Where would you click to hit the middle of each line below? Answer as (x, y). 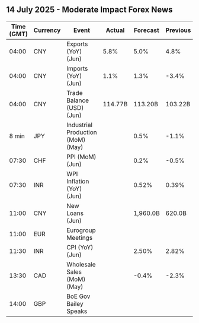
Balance (78, 100)
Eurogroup (81, 230)
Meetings (79, 237)
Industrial (79, 125)
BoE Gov (78, 296)
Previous (178, 30)
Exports (77, 44)
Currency (47, 30)
